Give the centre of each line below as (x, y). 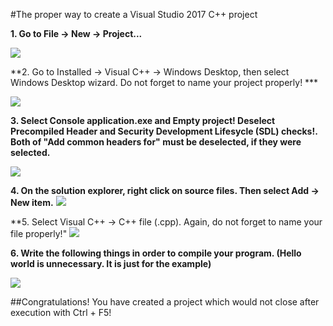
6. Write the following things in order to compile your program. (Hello (156, 253)
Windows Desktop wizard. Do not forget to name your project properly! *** (164, 82)
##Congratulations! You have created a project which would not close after (165, 302)
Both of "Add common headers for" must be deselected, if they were (156, 142)
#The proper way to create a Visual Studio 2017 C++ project (134, 14)
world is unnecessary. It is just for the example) (111, 263)
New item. (32, 202)
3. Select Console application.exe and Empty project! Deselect (143, 120)
